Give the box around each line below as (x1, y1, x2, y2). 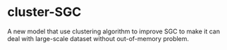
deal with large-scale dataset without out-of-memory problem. (7, 34, 189, 42)
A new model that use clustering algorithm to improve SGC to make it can (7, 27, 221, 35)
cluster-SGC (7, 4, 82, 20)
